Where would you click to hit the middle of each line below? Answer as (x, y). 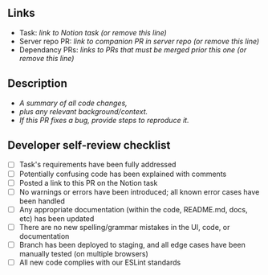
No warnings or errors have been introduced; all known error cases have (139, 191)
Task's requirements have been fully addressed (97, 165)
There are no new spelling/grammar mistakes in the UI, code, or (124, 227)
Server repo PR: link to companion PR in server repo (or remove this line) (139, 41)
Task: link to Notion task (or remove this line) (93, 32)
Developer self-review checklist (89, 145)
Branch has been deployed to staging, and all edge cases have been (132, 244)
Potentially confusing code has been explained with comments (123, 174)
